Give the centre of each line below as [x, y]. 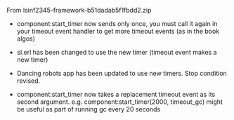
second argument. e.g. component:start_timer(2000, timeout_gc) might [119, 102]
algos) [26, 39]
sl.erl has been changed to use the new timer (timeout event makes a [117, 52]
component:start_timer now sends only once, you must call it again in [117, 24]
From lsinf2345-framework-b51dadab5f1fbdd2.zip [79, 10]
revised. [28, 81]
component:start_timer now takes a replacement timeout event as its [116, 94]
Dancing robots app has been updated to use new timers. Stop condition [122, 73]
